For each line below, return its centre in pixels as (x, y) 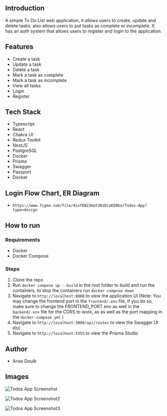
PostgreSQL (25, 151)
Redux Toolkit (26, 140)
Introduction (25, 8)
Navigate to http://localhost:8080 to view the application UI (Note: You (86, 296)
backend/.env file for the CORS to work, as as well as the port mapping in (87, 312)
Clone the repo (28, 280)
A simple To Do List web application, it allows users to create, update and (80, 20)
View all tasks (26, 85)
